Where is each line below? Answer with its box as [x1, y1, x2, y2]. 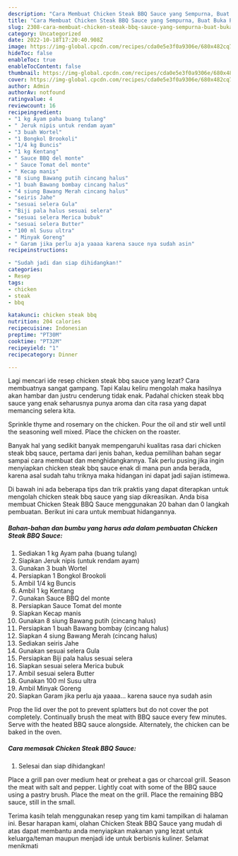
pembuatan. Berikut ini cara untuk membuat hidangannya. [8, 508, 177, 516]
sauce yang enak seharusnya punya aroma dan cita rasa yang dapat [8, 399, 207, 408]
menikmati [8, 842, 38, 850]
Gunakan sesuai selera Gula [18, 647, 100, 655]
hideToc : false [8, 50, 53, 57]
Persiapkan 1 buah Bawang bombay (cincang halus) [18, 624, 169, 633]
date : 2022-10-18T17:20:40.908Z [8, 37, 103, 44]
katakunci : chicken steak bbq [8, 311, 97, 319]
